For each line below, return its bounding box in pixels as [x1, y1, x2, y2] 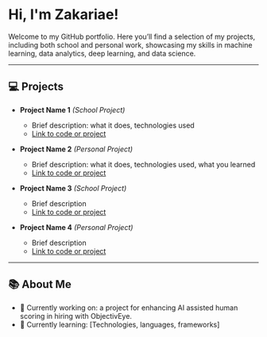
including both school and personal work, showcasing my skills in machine [8, 40, 253, 49]
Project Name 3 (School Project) [19, 183, 127, 193]
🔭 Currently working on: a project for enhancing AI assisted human [19, 303, 238, 312]
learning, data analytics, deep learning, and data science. [8, 48, 196, 58]
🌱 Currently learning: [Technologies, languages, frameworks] [19, 320, 220, 329]
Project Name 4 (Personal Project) [19, 222, 133, 232]
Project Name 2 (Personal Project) [19, 144, 133, 154]
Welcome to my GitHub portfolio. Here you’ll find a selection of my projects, [8, 32, 256, 41]
